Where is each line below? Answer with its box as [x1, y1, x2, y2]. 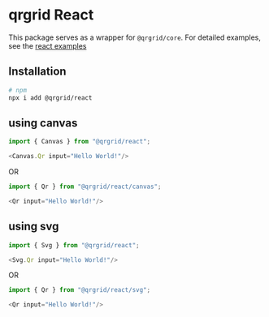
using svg [8, 220, 59, 233]
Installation [8, 65, 67, 79]
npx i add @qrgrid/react [8, 93, 93, 102]
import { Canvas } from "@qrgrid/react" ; [8, 138, 151, 146]
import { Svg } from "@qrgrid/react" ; [8, 241, 140, 249]
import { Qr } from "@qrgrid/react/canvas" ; [8, 182, 162, 191]
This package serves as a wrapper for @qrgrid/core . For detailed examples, [8, 32, 262, 42]
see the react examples [8, 41, 87, 50]
